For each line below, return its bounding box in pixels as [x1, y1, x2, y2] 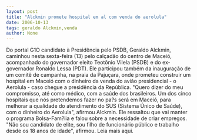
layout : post [6, 8, 38, 15]
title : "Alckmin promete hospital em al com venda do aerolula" [6, 14, 167, 20]
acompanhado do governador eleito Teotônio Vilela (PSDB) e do [6, 59, 161, 66]
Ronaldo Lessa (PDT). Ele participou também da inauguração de [35, 65, 191, 72]
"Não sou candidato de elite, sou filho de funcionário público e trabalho [6, 121, 179, 128]
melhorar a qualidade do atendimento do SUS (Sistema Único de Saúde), [6, 103, 182, 110]
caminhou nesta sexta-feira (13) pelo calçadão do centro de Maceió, [6, 53, 172, 60]
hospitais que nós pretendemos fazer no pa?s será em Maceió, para [6, 96, 172, 103]
